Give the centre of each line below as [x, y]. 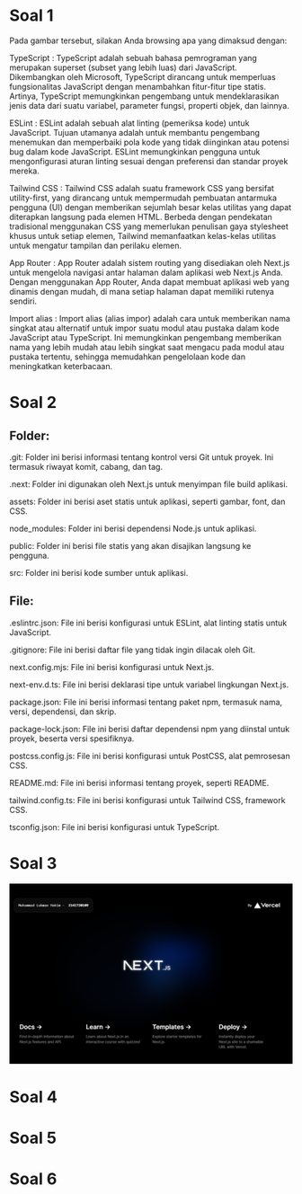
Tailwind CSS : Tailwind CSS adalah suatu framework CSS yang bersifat [142, 188]
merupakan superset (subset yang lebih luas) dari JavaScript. [124, 67]
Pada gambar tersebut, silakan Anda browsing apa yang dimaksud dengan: [148, 40]
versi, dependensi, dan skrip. [63, 712]
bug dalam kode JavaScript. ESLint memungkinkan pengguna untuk [135, 151]
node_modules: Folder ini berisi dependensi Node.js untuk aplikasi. [133, 528]
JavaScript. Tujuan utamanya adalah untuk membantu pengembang [135, 132]
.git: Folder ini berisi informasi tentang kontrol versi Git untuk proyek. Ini [142, 457]
